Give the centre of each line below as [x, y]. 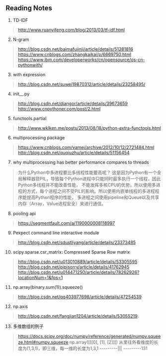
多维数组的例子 [28, 326]
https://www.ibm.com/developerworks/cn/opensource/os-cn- [81, 60]
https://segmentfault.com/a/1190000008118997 [66, 223]
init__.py [21, 93]
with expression [29, 75]
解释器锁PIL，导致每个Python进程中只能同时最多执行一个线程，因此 [91, 178]
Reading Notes [29, 8]
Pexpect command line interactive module [56, 233]
